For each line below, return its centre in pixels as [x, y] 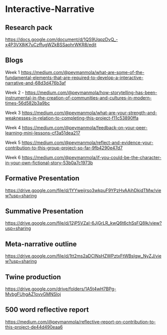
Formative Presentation [42, 178]
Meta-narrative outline [41, 244]
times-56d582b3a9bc [28, 103]
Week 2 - [14, 92]
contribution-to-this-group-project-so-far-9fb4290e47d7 [64, 148]
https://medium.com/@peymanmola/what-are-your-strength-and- [89, 112]
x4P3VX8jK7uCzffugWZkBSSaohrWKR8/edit [51, 45]
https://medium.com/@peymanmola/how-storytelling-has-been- [91, 92]
